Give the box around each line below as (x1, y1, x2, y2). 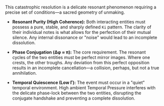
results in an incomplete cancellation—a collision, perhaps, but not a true (12, 65, 160, 71)
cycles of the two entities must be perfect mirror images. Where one (12, 54, 150, 60)
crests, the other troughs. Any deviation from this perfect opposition (12, 60, 150, 65)
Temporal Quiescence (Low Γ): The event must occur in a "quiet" (12, 79, 145, 85)
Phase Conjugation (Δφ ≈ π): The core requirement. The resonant (12, 49, 146, 55)
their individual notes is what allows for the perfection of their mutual (12, 29, 151, 35)
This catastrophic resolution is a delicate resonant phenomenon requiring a (5, 4, 157, 10)
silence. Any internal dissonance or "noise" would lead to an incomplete (12, 34, 158, 40)
